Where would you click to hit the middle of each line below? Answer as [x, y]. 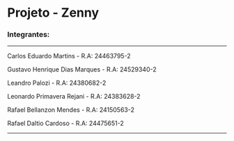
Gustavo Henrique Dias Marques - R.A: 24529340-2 [82, 69]
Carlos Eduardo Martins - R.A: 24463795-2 [69, 56]
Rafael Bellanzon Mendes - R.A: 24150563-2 [71, 110]
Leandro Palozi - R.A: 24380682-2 [57, 83]
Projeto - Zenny [53, 13]
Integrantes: [29, 35]
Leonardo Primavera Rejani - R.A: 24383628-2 [74, 97]
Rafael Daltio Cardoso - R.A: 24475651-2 [65, 124]
